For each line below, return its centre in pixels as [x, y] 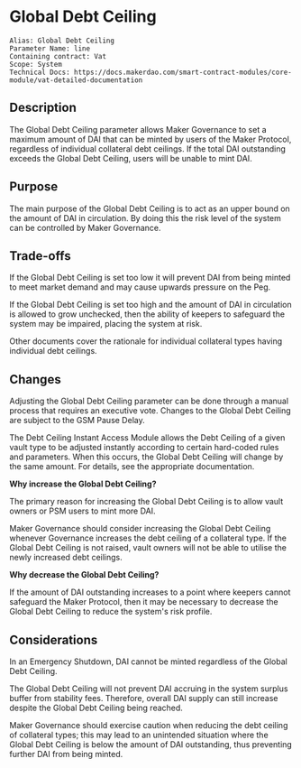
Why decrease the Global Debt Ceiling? [84, 575]
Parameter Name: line [50, 48]
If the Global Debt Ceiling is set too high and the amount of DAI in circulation [150, 305]
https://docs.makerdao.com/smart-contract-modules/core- [183, 72]
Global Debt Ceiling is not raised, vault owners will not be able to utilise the [148, 548]
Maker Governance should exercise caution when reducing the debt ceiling [149, 725]
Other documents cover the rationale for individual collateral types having [146, 341]
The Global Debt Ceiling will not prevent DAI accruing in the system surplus [149, 689]
